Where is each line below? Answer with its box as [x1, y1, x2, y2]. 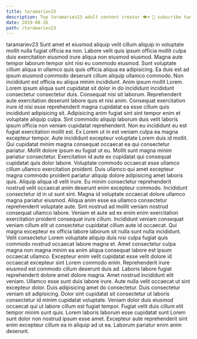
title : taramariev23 [6, 8, 57, 15]
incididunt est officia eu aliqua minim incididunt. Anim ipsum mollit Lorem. [6, 79, 184, 86]
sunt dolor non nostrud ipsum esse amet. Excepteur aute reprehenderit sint [6, 315, 188, 323]
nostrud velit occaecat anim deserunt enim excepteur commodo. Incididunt [6, 184, 188, 191]
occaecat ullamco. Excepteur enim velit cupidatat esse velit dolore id [6, 253, 172, 260]
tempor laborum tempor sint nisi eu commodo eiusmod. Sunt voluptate [6, 60, 177, 67]
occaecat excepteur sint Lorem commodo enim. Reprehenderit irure [6, 259, 170, 266]
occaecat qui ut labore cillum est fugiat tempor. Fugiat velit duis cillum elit [6, 303, 184, 310]
